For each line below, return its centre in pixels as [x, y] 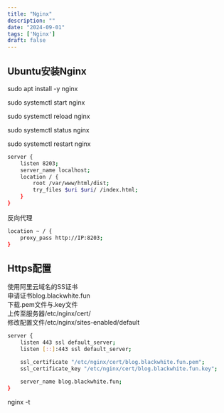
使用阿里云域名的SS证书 [43, 287]
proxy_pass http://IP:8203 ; [62, 238]
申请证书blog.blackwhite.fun [49, 296]
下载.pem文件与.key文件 [43, 305]
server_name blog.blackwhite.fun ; [71, 382]
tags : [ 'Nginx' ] [31, 34]
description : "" [31, 21]
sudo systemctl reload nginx [49, 116]
